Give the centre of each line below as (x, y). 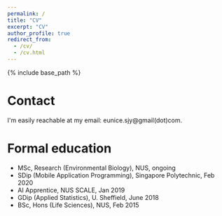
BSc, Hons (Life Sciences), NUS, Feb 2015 (78, 205)
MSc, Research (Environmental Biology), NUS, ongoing (97, 168)
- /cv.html (29, 53)
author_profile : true (39, 33)
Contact (31, 101)
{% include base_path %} (44, 72)
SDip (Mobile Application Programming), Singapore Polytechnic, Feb (116, 175)
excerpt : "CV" (28, 27)
